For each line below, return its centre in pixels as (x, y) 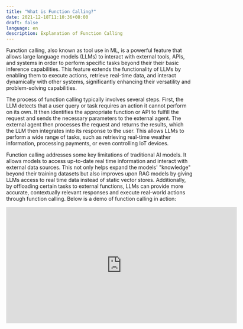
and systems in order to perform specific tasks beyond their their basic (93, 63)
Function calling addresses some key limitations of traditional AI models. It (96, 155)
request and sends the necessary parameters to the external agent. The (94, 118)
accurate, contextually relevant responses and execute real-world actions (96, 193)
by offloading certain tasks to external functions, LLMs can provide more (95, 186)
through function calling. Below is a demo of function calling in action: (91, 199)
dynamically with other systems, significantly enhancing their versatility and (98, 82)
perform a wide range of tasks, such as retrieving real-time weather (89, 137)
